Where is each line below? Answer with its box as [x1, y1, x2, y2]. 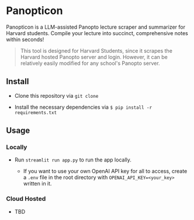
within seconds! [6, 36, 44, 43]
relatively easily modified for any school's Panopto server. [20, 60, 160, 67]
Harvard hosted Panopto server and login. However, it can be [20, 53, 168, 60]
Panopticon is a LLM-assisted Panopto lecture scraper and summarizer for [6, 23, 186, 30]
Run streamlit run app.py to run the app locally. [14, 156, 131, 163]
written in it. [23, 180, 52, 187]
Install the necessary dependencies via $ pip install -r [14, 104, 153, 111]
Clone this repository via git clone [14, 92, 99, 99]
